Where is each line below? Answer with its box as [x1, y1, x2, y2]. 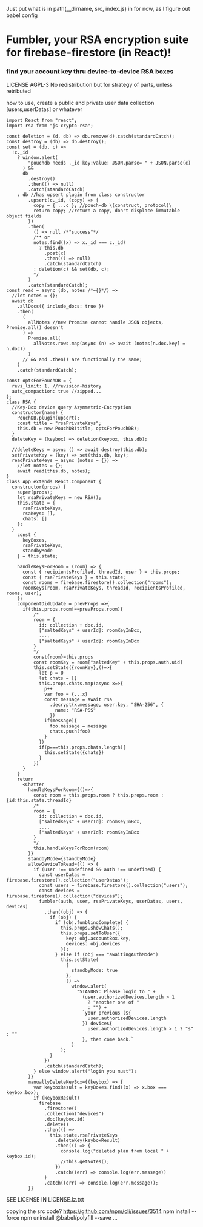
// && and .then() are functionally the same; [22, 356, 142, 363]
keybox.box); [6, 1090, 39, 1096]
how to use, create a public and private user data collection [6, 100, 155, 107]
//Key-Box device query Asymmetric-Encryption [12, 404, 131, 410]
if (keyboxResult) [33, 1095, 80, 1101]
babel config [6, 12, 38, 19]
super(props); [17, 489, 53, 495]
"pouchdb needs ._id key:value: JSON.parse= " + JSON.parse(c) [28, 160, 191, 166]
